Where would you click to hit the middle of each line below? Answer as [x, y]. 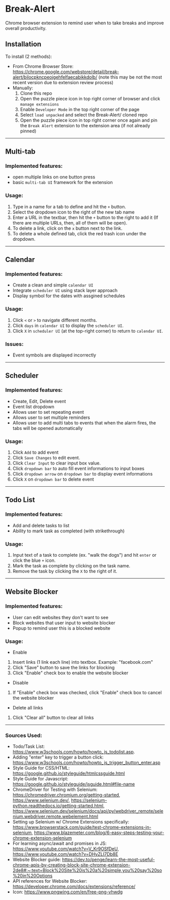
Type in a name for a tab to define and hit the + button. [69, 206]
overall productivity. [26, 28]
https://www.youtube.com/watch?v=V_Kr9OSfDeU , [66, 849]
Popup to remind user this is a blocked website [61, 628]
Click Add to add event [36, 452]
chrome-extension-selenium [42, 838]
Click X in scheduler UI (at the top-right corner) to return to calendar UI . [88, 331]
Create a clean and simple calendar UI [53, 285]
